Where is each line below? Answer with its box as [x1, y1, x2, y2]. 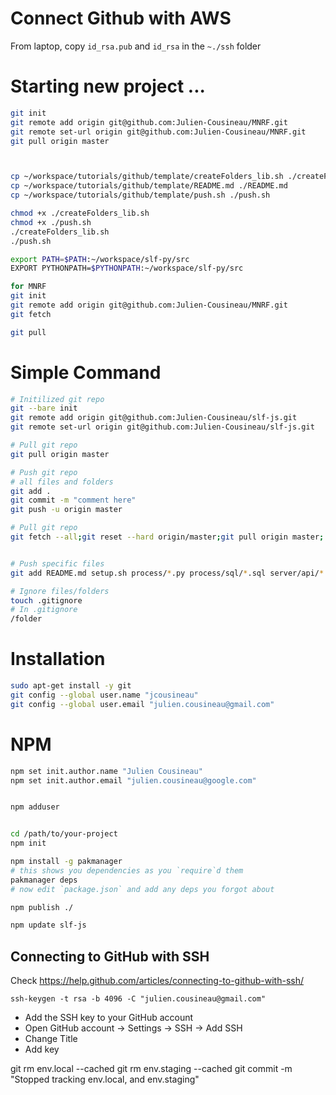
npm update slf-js [10, 920, 87, 931]
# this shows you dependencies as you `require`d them [10, 865, 244, 876]
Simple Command [10, 361, 162, 384]
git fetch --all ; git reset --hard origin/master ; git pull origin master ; [10, 532, 325, 542]
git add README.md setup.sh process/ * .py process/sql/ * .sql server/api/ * [10, 568, 325, 578]
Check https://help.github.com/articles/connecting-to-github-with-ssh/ [10, 975, 304, 987]
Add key [24, 1043, 60, 1056]
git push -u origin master [10, 505, 123, 515]
